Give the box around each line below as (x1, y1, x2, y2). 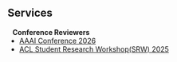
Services (7, 6, 53, 20)
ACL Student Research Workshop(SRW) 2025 (18, 44, 169, 54)
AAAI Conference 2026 (18, 36, 96, 45)
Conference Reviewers (12, 27, 90, 37)
